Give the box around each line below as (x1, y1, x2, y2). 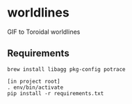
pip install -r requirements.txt (7, 90, 104, 97)
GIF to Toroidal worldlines (7, 28, 81, 36)
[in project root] (7, 78, 60, 85)
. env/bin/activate (7, 84, 64, 91)
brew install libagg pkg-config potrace (7, 65, 126, 73)
